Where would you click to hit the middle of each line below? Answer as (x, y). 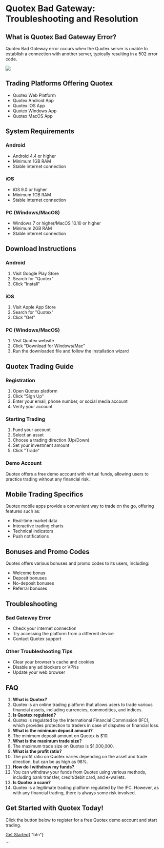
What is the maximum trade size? (47, 741)
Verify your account (32, 407)
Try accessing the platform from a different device (63, 633)
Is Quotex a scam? (31, 783)
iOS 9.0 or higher (30, 189)
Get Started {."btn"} (25, 834)
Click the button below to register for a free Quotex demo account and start (82, 820)
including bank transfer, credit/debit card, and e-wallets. (69, 777)
